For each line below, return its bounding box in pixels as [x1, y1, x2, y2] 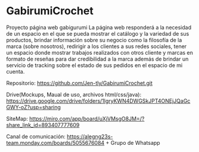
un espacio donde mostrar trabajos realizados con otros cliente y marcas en [6, 49, 194, 56]
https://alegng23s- [66, 132, 113, 140]
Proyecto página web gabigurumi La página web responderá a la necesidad [6, 24, 192, 31]
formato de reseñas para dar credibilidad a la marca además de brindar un [6, 55, 189, 62]
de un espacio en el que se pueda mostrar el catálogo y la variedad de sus [6, 30, 189, 37]
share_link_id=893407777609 [6, 121, 80, 128]
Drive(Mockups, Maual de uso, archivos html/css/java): [6, 91, 142, 98]
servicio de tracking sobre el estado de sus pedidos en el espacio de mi [6, 61, 183, 69]
